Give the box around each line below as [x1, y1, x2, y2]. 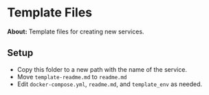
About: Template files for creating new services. [7, 27, 144, 36]
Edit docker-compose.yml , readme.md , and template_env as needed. [16, 80, 203, 88]
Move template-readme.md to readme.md [16, 72, 127, 81]
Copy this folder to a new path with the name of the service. [16, 65, 188, 73]
